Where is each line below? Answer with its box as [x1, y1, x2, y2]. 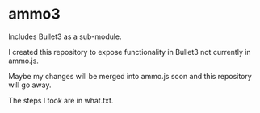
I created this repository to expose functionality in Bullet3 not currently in [8, 47, 252, 56]
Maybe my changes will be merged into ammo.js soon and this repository [8, 71, 252, 81]
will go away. [8, 80, 52, 90]
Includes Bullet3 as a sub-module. [8, 31, 123, 41]
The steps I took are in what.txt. [8, 95, 114, 105]
